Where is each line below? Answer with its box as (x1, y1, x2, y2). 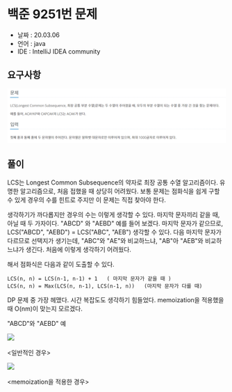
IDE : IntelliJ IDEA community (17, 47, 101, 56)
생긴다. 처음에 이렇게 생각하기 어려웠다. (25, 245, 132, 253)
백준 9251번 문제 (7, 6, 98, 22)
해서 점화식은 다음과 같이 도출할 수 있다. (7, 260, 115, 268)
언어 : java (17, 39, 47, 47)
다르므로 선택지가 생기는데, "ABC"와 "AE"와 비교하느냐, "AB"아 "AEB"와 (7, 236, 204, 244)
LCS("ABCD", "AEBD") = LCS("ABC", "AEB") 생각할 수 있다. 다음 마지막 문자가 (7, 228, 222, 236)
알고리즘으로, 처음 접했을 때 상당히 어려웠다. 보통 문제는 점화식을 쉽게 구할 (19, 187, 220, 195)
